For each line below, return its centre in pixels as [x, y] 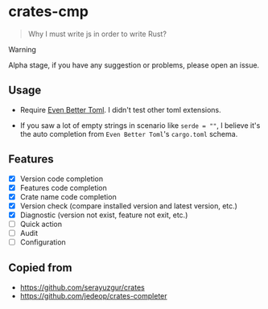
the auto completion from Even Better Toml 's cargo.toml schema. [129, 134]
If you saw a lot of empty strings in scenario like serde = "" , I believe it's [140, 125]
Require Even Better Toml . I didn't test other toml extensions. [120, 109]
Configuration [43, 242]
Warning [22, 49]
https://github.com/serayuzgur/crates [82, 287]
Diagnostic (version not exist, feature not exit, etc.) [104, 215]
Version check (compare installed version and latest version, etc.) [128, 206]
